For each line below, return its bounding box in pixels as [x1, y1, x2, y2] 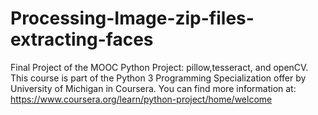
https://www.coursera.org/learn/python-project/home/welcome [10, 93, 273, 105]
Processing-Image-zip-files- [10, 7, 255, 30]
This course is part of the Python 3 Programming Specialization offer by [10, 72, 307, 84]
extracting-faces [10, 28, 154, 51]
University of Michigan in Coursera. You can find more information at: [10, 82, 297, 94]
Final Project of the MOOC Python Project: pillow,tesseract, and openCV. [10, 61, 309, 73]
